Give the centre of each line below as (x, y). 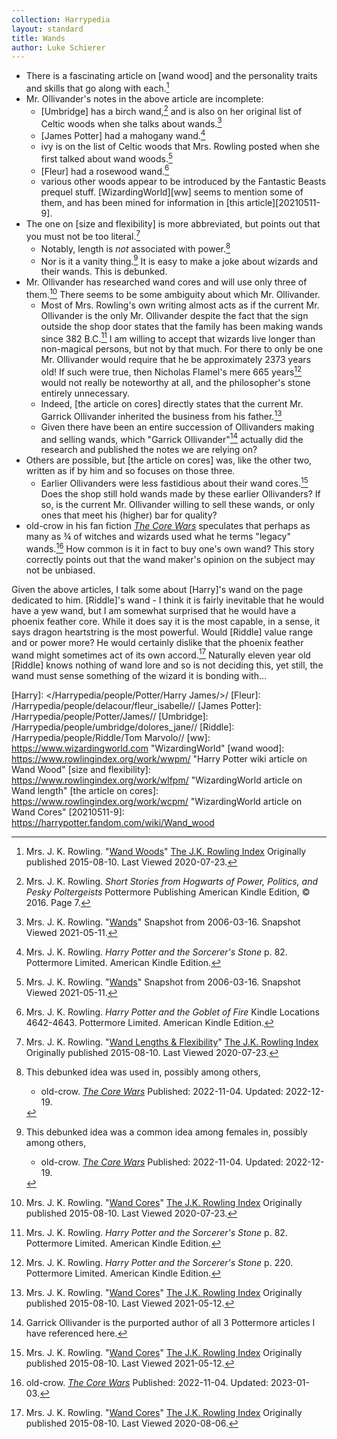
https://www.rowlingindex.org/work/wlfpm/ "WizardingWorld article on (157, 780)
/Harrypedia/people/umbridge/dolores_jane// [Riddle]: (123, 727)
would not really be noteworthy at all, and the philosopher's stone (175, 383)
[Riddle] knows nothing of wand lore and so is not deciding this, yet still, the (167, 665)
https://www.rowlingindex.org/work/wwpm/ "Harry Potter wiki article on (159, 759)
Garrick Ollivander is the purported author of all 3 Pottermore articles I (170, 1323)
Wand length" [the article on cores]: (85, 791)
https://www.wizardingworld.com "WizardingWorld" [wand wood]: (148, 748)
